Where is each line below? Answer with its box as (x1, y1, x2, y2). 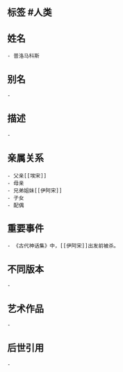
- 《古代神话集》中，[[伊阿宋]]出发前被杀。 (7, 243, 120, 250)
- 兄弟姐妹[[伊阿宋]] (7, 187, 63, 194)
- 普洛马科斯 (7, 53, 40, 60)
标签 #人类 (7, 6, 52, 19)
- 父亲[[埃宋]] (7, 172, 47, 179)
